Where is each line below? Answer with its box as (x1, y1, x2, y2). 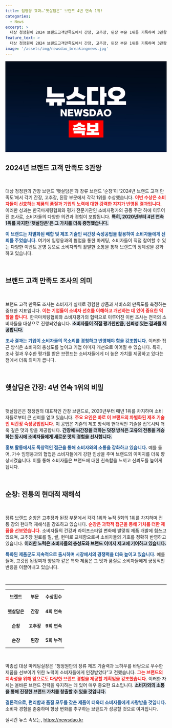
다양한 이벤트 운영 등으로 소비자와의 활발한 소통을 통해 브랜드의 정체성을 (10, 244, 155, 250)
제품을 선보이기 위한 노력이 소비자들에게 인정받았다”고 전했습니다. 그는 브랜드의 (5, 669, 163, 675)
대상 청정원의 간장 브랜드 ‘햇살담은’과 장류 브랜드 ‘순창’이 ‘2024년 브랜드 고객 (5, 188, 159, 194)
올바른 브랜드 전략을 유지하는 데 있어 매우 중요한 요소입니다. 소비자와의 (14, 682, 156, 688)
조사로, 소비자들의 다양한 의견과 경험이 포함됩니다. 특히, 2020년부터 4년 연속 (10, 213, 164, 220)
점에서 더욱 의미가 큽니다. (5, 357, 56, 363)
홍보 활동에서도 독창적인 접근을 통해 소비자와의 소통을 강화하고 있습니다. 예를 (5, 444, 157, 450)
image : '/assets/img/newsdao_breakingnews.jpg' (5, 46, 109, 51)
